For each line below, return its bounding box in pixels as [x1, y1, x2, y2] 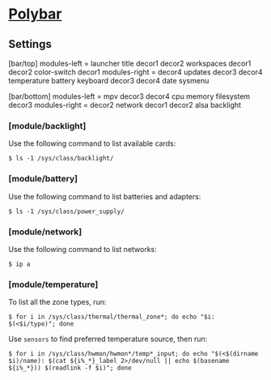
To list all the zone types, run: [8, 297, 107, 307]
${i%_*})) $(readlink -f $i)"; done [8, 364, 132, 373]
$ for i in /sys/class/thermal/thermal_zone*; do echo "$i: [8, 313, 216, 321]
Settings [8, 37, 53, 51]
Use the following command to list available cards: [8, 139, 176, 148]
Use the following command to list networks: [8, 244, 158, 254]
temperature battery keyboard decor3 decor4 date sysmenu [8, 76, 210, 85]
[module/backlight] [8, 120, 87, 131]
